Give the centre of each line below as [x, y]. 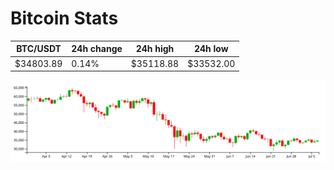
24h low [211, 49]
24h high [155, 49]
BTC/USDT [39, 49]
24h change [97, 49]
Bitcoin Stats [64, 18]
